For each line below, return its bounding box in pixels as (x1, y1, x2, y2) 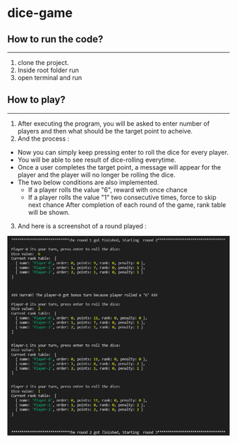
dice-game (7, 5, 73, 21)
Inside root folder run (17, 66, 79, 74)
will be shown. (28, 208, 71, 216)
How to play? (7, 94, 66, 106)
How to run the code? (7, 33, 104, 45)
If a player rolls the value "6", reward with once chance (28, 185, 188, 194)
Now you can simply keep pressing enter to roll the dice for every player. (17, 148, 229, 156)
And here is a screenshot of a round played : (17, 221, 147, 230)
